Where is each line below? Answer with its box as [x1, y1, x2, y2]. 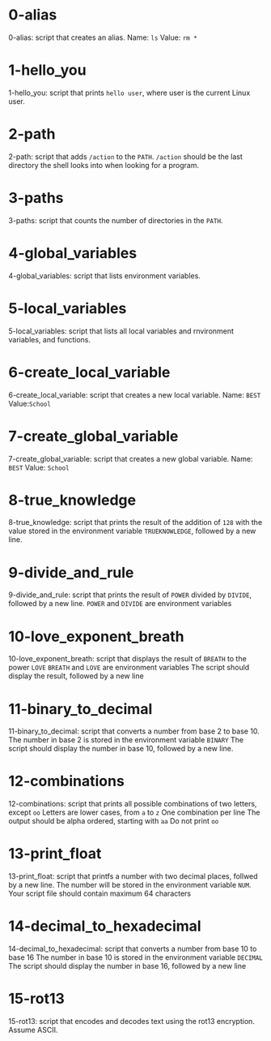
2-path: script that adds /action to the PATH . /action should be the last [8, 152, 243, 161]
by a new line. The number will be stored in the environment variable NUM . [8, 880, 252, 890]
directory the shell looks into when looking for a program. [8, 160, 200, 170]
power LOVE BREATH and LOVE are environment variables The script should [8, 663, 250, 673]
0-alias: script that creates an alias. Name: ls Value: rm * [8, 32, 198, 42]
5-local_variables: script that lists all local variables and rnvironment [8, 326, 235, 336]
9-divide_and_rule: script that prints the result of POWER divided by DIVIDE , [8, 590, 252, 600]
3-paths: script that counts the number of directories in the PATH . [8, 215, 223, 225]
